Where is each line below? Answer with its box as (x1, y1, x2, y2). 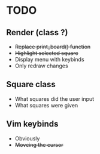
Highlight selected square (14, 50, 79, 57)
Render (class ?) (6, 27, 68, 38)
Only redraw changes (14, 62, 68, 69)
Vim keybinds (6, 119, 59, 129)
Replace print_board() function (14, 43, 91, 50)
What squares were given (14, 101, 78, 109)
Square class (6, 79, 56, 90)
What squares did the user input (14, 95, 95, 102)
